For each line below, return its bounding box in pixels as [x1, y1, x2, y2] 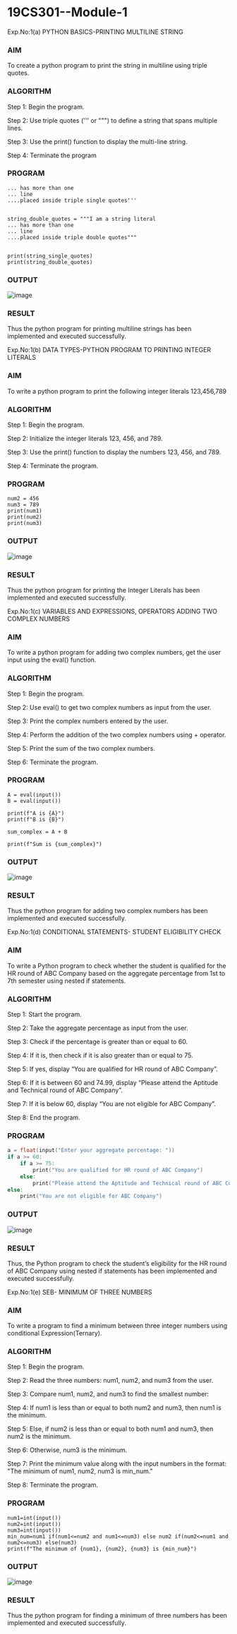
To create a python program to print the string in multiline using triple [7, 61, 208, 70]
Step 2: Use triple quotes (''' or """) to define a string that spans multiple [7, 116, 217, 124]
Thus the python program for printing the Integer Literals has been [7, 586, 200, 594]
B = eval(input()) [7, 797, 61, 804]
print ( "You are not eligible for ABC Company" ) [20, 1193, 162, 1200]
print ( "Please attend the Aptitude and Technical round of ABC [32, 1180, 222, 1187]
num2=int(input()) [7, 1520, 61, 1527]
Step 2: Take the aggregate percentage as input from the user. [7, 1024, 188, 1032]
